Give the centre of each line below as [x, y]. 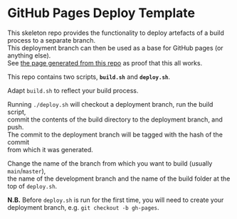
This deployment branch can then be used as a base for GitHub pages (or [115, 48]
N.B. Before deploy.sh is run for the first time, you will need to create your [116, 200]
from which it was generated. [51, 149]
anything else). [29, 55]
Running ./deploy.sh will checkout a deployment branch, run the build [110, 104]
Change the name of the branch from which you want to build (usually [110, 163]
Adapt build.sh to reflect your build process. [73, 90]
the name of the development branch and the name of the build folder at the [119, 178]
